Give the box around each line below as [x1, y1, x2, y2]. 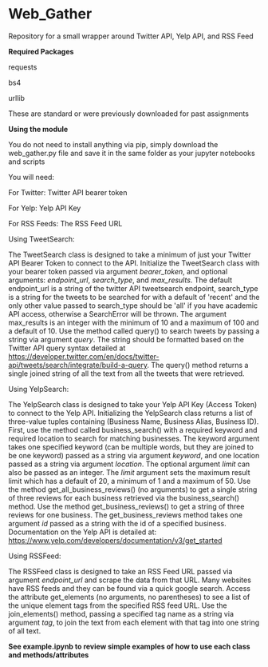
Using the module [8, 124, 69, 134]
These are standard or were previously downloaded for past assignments [8, 109, 250, 118]
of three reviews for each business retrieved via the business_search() [8, 493, 240, 502]
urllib [8, 93, 26, 102]
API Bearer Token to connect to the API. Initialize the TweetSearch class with [8, 258, 260, 268]
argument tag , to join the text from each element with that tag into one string [8, 617, 260, 627]
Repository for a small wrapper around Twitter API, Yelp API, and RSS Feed [8, 31, 254, 41]
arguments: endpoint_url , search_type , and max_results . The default [8, 275, 233, 285]
